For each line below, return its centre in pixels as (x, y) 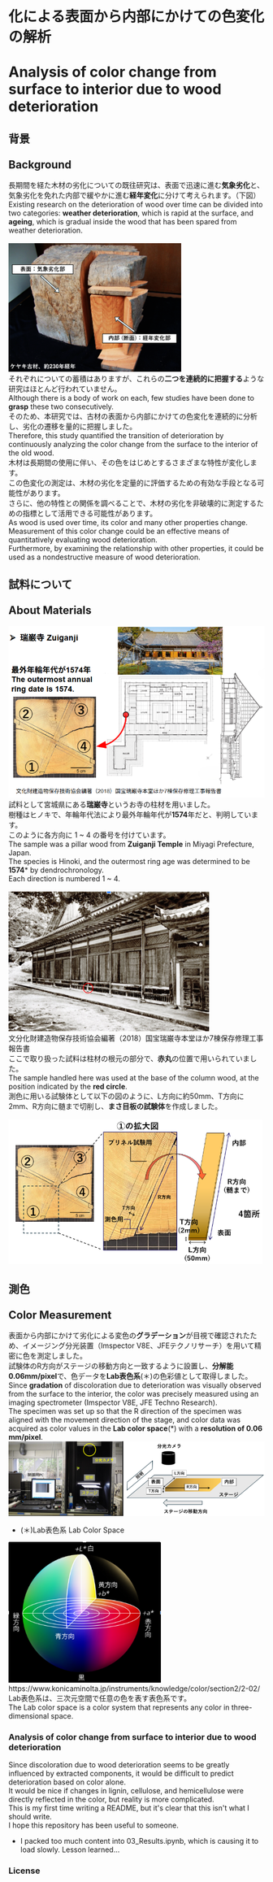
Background (40, 165)
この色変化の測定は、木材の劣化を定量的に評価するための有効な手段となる (133, 483)
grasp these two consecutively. (61, 406)
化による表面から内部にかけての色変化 (136, 17)
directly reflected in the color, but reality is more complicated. (111, 1799)
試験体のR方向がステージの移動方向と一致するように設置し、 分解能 (121, 1366)
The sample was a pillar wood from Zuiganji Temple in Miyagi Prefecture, (131, 844)
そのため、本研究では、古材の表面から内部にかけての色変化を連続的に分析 (133, 416)
